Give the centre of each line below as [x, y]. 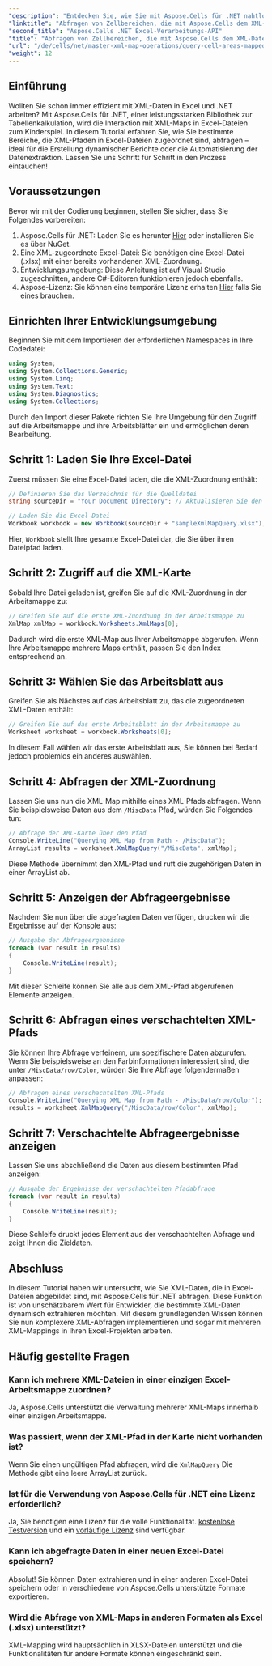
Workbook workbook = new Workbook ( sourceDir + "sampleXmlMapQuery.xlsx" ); [137, 524]
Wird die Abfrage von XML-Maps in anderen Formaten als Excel [136, 1617]
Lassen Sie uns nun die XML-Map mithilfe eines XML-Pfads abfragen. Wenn [135, 801]
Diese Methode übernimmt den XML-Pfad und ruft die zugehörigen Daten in [135, 864]
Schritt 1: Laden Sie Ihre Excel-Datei [100, 459]
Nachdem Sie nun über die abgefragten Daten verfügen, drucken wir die [129, 917]
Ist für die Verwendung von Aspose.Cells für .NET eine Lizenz [132, 1494]
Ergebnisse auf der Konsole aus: [62, 926]
